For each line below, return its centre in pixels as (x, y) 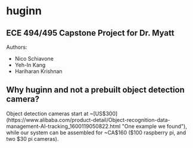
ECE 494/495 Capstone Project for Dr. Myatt (90, 33)
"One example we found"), (155, 126)
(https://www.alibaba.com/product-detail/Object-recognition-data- (88, 119)
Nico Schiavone (34, 59)
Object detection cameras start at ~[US (55, 114)
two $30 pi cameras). (32, 138)
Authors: (17, 47)
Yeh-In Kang (30, 65)
